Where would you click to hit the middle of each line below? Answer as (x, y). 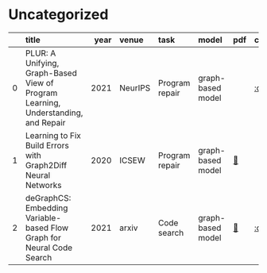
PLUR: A (41, 53)
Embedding (46, 208)
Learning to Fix (53, 135)
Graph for (43, 237)
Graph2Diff (46, 165)
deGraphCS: (48, 198)
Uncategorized (58, 15)
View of (39, 83)
